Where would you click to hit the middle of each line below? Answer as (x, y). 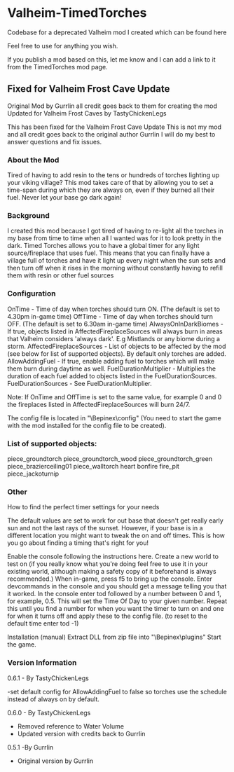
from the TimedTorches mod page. (57, 67)
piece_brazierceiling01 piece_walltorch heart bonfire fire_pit (94, 466)
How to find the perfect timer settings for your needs (83, 507)
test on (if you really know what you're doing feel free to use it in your (108, 564)
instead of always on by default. (53, 699)
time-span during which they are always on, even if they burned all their (111, 190)
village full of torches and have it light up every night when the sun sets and (117, 261)
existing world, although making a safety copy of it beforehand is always (112, 572)
